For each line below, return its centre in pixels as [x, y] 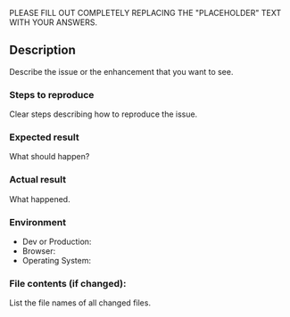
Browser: [39, 251]
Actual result [38, 180]
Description [42, 50]
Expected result [44, 137]
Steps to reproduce [52, 94]
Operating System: [57, 260]
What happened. [40, 199]
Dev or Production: [57, 241]
